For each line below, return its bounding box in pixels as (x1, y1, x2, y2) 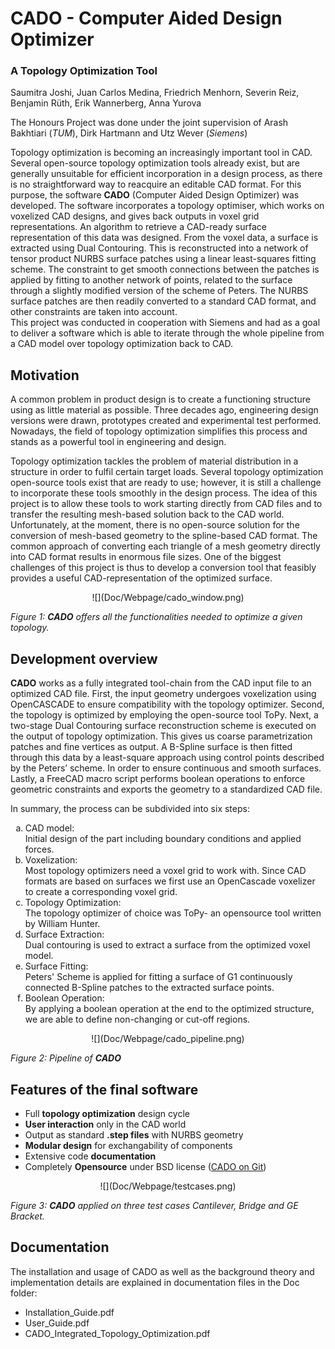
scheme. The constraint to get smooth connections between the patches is (10, 263, 320, 276)
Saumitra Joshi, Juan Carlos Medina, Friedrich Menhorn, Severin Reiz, (10, 87, 300, 99)
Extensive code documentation (24, 1150, 157, 1162)
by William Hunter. (24, 918, 101, 930)
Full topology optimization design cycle (24, 1107, 190, 1119)
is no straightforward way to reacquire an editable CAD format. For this (10, 178, 302, 191)
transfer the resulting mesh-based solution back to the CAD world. (10, 508, 285, 521)
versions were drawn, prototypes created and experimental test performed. (10, 415, 322, 427)
